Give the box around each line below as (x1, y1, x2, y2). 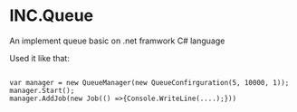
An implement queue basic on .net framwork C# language (9, 35, 225, 46)
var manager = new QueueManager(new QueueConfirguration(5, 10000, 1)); (9, 78, 290, 87)
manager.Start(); (9, 86, 75, 95)
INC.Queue (9, 5, 94, 26)
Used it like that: (9, 52, 70, 63)
